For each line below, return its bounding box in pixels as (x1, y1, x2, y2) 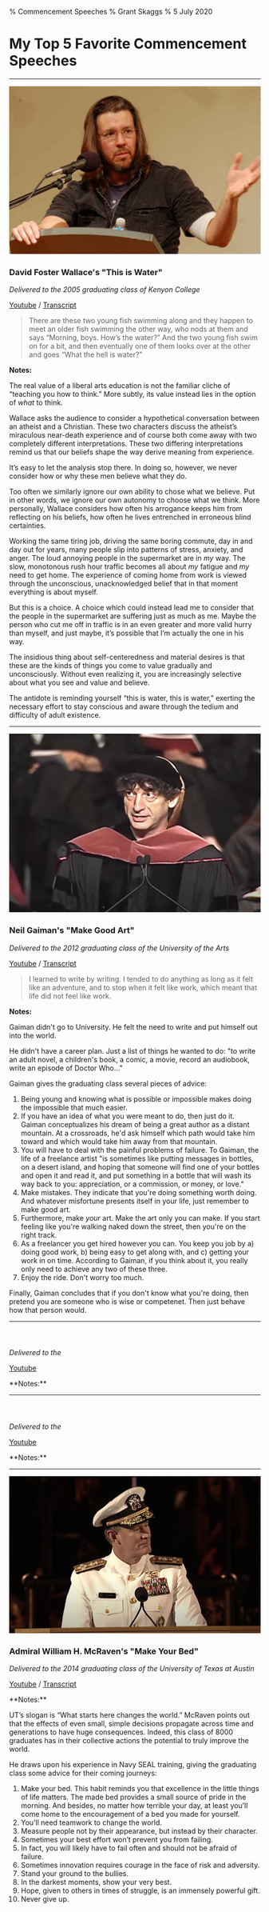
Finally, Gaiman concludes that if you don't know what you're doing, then (9, 1288, 249, 1298)
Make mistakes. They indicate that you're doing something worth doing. (20, 1187, 257, 1197)
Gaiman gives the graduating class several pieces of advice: (9, 1078, 207, 1088)
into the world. (9, 1030, 57, 1040)
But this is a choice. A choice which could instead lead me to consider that (9, 602, 254, 612)
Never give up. (20, 1894, 69, 1904)
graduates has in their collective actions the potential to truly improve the (9, 1736, 250, 1746)
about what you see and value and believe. (9, 678, 150, 687)
